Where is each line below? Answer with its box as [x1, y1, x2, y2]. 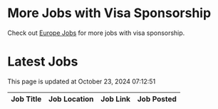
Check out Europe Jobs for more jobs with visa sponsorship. [7, 28, 185, 37]
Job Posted [137, 94, 177, 104]
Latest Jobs [7, 53, 78, 70]
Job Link [100, 94, 130, 104]
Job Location [48, 94, 94, 104]
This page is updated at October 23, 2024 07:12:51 [7, 77, 156, 85]
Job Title [11, 94, 42, 104]
